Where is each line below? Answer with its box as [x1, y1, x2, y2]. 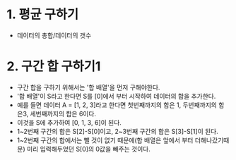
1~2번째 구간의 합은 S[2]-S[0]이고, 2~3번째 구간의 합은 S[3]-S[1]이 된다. [16, 127, 218, 135]
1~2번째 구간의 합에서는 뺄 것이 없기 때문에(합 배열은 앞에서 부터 [16, 135, 194, 144]
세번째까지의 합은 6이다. [30, 109, 97, 118]
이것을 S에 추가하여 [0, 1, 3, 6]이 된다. [16, 118, 122, 127]
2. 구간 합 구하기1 [6, 59, 101, 75]
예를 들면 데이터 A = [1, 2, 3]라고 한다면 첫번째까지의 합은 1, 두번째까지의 [16, 100, 217, 109]
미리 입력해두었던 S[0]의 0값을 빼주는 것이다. [26, 144, 151, 153]
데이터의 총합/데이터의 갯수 [16, 31, 92, 39]
